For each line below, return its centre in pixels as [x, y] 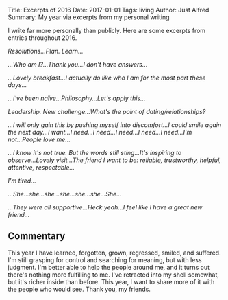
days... [17, 85]
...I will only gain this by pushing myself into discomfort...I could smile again [115, 125]
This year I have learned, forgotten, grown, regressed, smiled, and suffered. [114, 253]
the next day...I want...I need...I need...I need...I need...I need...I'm [100, 132]
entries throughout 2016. [42, 38]
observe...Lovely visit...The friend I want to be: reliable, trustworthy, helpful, [114, 160]
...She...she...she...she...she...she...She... [65, 194]
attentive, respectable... [41, 167]
